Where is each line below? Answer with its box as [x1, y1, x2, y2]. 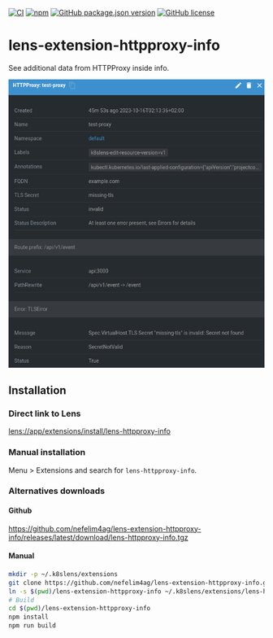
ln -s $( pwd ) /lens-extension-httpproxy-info [8, 587, 162, 596]
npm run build [8, 622, 57, 630]
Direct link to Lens [8, 408, 81, 419]
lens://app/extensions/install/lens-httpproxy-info [8, 426, 171, 436]
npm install [8, 613, 49, 622]
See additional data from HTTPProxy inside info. [8, 63, 170, 72]
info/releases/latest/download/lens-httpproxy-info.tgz [8, 532, 188, 542]
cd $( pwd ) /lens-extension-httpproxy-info [8, 605, 151, 613]
